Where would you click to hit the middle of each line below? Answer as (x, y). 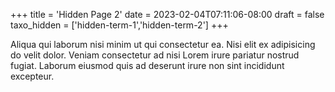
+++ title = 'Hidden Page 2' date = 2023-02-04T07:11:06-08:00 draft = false (167, 14)
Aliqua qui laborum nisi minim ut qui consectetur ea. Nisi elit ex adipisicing (163, 44)
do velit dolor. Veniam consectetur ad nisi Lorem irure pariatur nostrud (155, 55)
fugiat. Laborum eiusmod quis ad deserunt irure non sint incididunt (147, 65)
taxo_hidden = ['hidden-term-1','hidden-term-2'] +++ (119, 25)
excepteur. (32, 76)
